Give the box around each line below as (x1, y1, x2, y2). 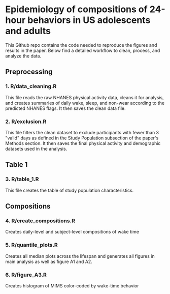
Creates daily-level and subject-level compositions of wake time (5, 229, 140, 235)
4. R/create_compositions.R (5, 217, 75, 224)
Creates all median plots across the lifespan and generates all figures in (5, 253, 155, 259)
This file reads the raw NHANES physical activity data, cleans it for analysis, (5, 94, 164, 100)
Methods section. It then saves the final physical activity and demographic (5, 140, 161, 146)
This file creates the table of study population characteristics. (5, 187, 134, 193)
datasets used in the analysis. (5, 145, 67, 152)
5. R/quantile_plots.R (5, 242, 58, 249)
